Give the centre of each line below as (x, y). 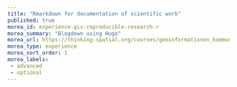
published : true (31, 20)
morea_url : (23, 40)
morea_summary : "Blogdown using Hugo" (64, 33)
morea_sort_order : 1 (38, 53)
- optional (26, 72)
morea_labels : (28, 60)
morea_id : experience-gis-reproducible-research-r (83, 27)
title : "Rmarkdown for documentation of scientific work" (94, 14)
